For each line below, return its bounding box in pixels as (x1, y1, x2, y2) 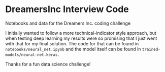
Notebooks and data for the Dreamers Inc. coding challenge (5, 20, 131, 26)
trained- (142, 47, 161, 52)
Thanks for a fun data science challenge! (5, 61, 91, 67)
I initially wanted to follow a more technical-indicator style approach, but (5, 30, 156, 36)
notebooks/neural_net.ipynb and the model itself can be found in (5, 46, 141, 52)
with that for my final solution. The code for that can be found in (5, 40, 139, 46)
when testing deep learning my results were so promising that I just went (5, 35, 157, 41)
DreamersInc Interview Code (5, 4, 129, 15)
